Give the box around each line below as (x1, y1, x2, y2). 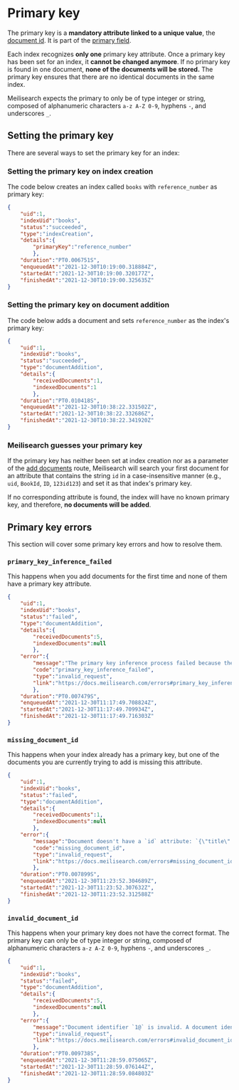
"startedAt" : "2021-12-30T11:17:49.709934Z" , (20, 706, 154, 713)
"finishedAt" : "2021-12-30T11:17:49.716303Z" (20, 713, 154, 720)
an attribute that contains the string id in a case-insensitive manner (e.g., (7, 472, 222, 480)
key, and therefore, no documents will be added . (7, 500, 152, 509)
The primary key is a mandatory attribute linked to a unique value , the (7, 28, 216, 37)
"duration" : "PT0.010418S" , (20, 397, 100, 404)
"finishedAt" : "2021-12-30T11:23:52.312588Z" (20, 891, 154, 898)
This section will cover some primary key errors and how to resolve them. (7, 540, 223, 549)
